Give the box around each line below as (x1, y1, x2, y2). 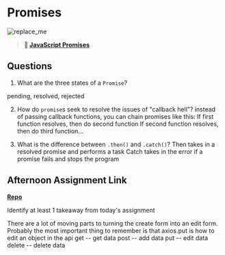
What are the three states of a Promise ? (16, 79, 128, 87)
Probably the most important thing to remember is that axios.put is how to (7, 226, 215, 234)
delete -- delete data (7, 241, 66, 249)
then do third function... (16, 126, 84, 135)
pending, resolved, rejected (7, 92, 85, 100)
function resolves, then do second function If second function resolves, (16, 120, 219, 128)
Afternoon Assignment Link (7, 174, 127, 186)
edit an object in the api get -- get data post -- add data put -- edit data (7, 234, 209, 242)
